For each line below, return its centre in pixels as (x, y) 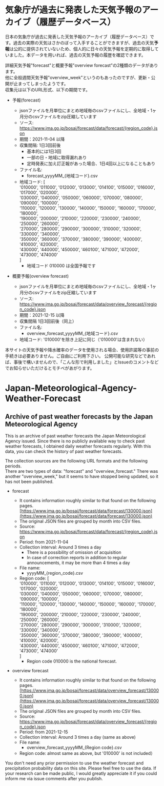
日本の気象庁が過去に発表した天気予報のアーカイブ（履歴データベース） (78, 37)
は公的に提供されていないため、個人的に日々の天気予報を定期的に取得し (82, 49)
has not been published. (29, 482)
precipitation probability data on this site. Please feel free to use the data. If (81, 768)
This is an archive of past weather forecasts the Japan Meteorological (75, 436)
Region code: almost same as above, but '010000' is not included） (87, 753)
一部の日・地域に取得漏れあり (57, 157)
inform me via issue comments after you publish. (54, 778)
